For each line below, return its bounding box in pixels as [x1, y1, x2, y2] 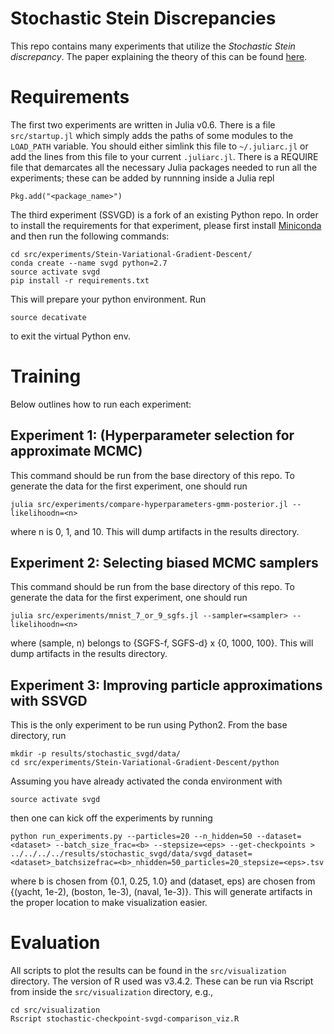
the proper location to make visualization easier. [10, 897, 208, 909]
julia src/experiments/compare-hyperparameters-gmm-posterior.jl [10, 499, 288, 509]
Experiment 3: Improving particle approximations [10, 677, 323, 694]
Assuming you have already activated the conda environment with [10, 775, 283, 787]
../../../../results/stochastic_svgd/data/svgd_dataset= [10, 849, 253, 859]
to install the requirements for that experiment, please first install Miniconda [10, 219, 322, 231]
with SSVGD [10, 692, 88, 709]
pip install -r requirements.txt [10, 275, 150, 286]
